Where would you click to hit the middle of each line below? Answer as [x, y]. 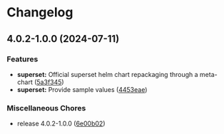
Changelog [40, 12]
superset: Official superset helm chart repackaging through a [107, 74]
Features [22, 59]
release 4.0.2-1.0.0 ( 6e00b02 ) [61, 124]
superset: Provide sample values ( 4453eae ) [82, 89]
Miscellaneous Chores [46, 108]
